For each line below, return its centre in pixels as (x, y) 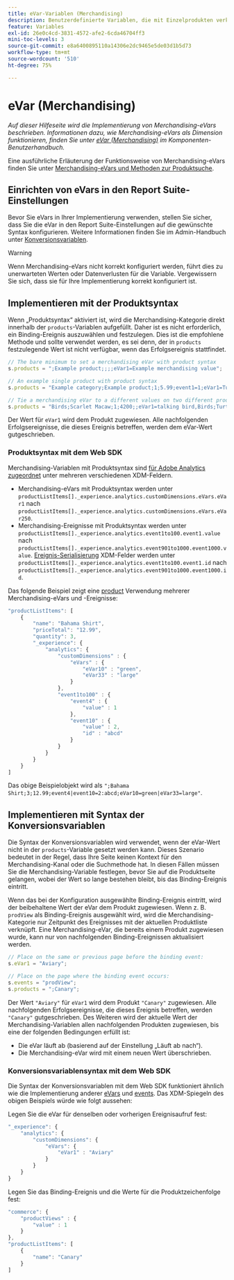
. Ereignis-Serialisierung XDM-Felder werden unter (103, 555)
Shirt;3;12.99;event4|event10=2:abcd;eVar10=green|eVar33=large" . (105, 793)
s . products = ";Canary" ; (44, 989)
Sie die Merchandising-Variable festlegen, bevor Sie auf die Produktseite (112, 872)
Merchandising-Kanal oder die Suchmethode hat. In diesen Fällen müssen (114, 864)
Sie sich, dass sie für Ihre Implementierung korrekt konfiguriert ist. (102, 281)
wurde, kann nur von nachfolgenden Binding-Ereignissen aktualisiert (106, 937)
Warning (20, 253)
